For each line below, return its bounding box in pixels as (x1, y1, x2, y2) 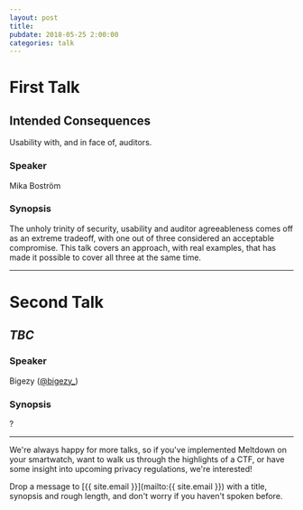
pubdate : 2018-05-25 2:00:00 (9, 30, 119, 39)
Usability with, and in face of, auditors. (9, 137, 152, 148)
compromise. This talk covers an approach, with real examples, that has (9, 242, 277, 253)
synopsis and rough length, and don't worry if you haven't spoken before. (9, 491, 283, 502)
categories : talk (9, 38, 75, 48)
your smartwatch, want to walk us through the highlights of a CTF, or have (9, 454, 285, 465)
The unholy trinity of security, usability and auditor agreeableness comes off (9, 223, 293, 234)
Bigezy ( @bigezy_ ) (9, 376, 78, 386)
